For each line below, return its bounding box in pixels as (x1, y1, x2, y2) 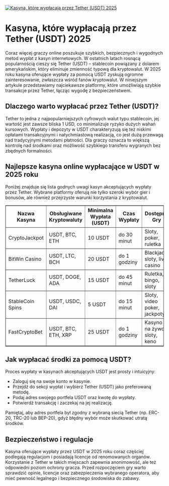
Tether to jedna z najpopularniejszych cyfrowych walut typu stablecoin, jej (5, 115, 159, 121)
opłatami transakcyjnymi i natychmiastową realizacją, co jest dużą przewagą (5, 131, 163, 137)
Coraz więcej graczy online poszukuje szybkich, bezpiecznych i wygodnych (5, 50, 163, 56)
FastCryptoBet (8, 328, 43, 335)
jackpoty (144, 310, 165, 317)
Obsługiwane (49, 210, 82, 217)
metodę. (12, 389, 30, 395)
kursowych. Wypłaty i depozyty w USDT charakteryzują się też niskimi (5, 126, 151, 132)
